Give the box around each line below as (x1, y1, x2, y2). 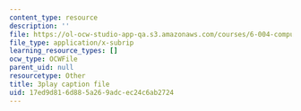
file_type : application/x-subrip (9, 38, 134, 47)
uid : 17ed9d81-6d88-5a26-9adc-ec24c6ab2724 (9, 88, 175, 97)
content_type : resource (9, 13, 99, 22)
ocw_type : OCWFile (9, 55, 78, 64)
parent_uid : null (9, 64, 74, 73)
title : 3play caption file (9, 80, 110, 89)
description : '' (9, 21, 70, 30)
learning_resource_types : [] (9, 47, 118, 55)
